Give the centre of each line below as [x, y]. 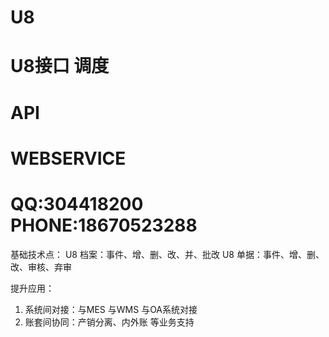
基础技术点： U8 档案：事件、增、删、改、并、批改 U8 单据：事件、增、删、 [167, 254]
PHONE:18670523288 [104, 225]
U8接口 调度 [60, 66]
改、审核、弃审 [41, 267]
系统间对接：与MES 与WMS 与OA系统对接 [111, 309]
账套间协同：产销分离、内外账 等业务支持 [109, 322]
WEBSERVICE [68, 158]
